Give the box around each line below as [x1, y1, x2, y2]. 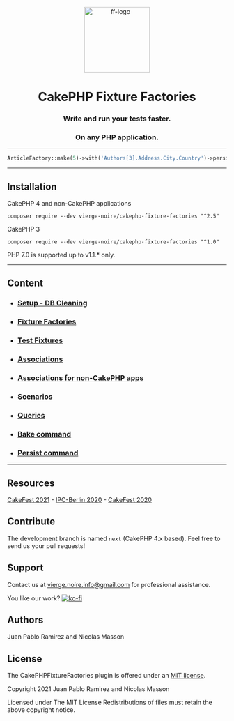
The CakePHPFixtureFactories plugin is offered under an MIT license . [7, 671, 206, 680]
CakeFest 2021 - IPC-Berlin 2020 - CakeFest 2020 [7, 495, 152, 503]
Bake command [17, 429, 72, 439]
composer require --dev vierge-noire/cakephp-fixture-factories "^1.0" [7, 238, 219, 245]
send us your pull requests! [7, 541, 86, 550]
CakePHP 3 [7, 225, 40, 234]
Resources [7, 477, 55, 489]
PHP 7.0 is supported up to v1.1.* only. [7, 251, 116, 259]
